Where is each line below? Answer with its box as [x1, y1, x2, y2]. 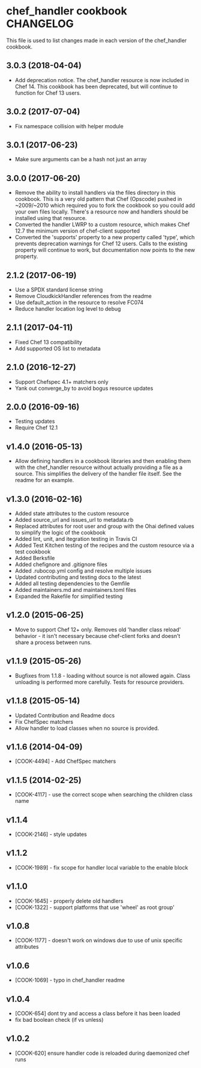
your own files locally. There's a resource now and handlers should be [14, 208, 189, 215]
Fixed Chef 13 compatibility [14, 338, 83, 345]
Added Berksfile [14, 555, 55, 562]
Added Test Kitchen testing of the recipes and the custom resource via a [14, 541, 194, 549]
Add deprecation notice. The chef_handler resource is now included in [14, 76, 189, 83]
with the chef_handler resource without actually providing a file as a [14, 464, 183, 471]
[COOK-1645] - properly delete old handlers [14, 897, 124, 904]
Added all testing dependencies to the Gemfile [14, 580, 130, 587]
